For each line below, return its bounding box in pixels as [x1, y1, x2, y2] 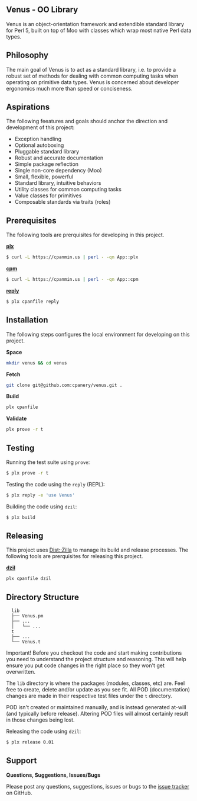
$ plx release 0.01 [6, 739, 54, 745]
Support [6, 755, 37, 766]
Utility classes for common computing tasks [14, 186, 122, 193]
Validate [6, 415, 27, 422]
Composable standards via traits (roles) [14, 198, 111, 206]
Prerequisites [6, 216, 57, 226]
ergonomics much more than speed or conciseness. [6, 85, 133, 92]
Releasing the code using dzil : [6, 728, 81, 735]
